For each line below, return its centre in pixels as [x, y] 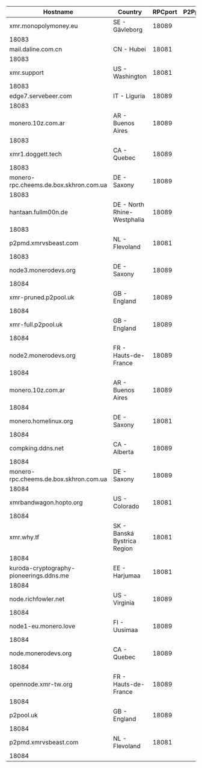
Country [130, 12]
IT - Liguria [129, 96]
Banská [124, 533]
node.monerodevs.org [41, 653]
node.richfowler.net [37, 599]
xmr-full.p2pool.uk [36, 324]
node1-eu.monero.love [42, 626]
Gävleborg [128, 30]
